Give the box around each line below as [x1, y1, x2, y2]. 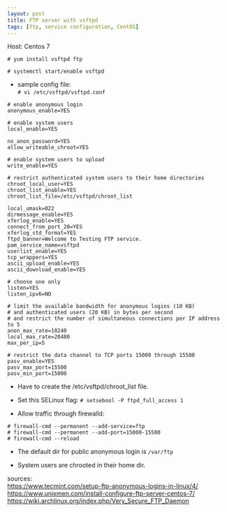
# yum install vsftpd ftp [7, 56, 82, 63]
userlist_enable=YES [7, 248, 68, 255]
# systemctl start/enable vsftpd [7, 68, 105, 75]
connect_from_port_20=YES [7, 224, 82, 231]
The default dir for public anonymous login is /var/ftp [17, 448, 173, 456]
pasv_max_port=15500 [7, 364, 68, 371]
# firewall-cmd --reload [7, 435, 80, 442]
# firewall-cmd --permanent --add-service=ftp [7, 423, 145, 430]
